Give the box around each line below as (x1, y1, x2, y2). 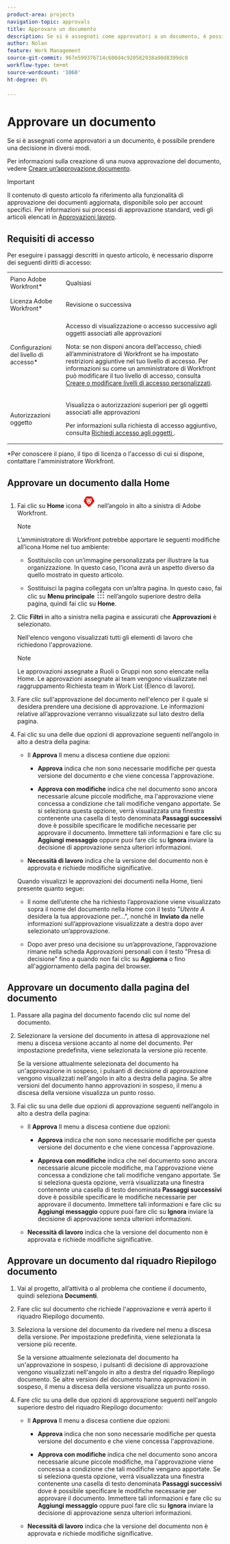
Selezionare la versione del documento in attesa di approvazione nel (16, 1031, 210, 1039)
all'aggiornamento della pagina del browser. (27, 962, 151, 970)
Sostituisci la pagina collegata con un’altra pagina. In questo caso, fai (27, 584, 222, 592)
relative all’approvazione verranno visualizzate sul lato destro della (16, 709, 205, 717)
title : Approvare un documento (7, 25, 97, 32)
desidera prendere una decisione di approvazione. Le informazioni (16, 702, 205, 711)
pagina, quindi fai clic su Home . (27, 599, 117, 608)
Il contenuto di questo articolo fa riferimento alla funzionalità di (7, 191, 183, 199)
